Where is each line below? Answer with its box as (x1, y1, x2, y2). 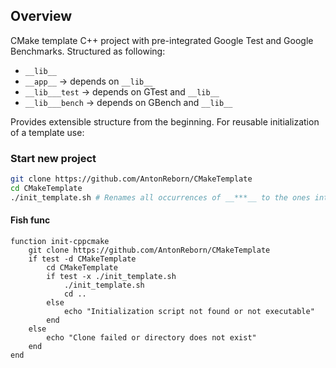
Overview (10, 8, 73, 25)
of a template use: (10, 126, 85, 138)
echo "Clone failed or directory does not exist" (46, 332, 257, 343)
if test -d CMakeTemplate (28, 254, 137, 264)
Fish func (10, 214, 51, 226)
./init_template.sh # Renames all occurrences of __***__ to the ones (10, 192, 311, 203)
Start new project (10, 151, 97, 165)
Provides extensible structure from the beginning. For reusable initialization (10, 115, 320, 128)
